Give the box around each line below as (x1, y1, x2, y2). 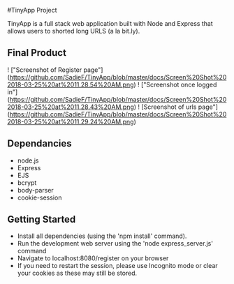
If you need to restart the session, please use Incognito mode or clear (17, 262, 218, 270)
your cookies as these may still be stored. (17, 269, 138, 278)
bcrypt (17, 178, 37, 187)
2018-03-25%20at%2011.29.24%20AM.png (7, 117, 134, 126)
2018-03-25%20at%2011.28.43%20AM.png (7, 103, 135, 111)
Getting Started (7, 214, 76, 225)
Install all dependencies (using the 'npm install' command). (17, 232, 187, 240)
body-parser (17, 186, 54, 194)
